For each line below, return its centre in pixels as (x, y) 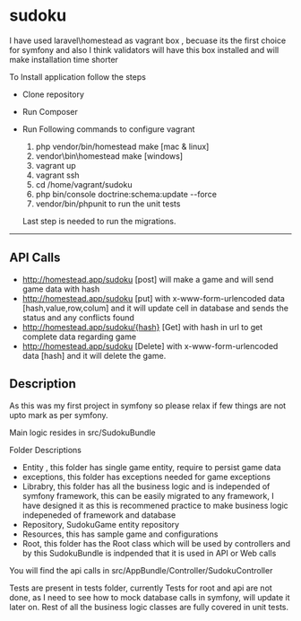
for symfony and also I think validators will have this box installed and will (144, 49)
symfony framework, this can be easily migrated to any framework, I (148, 495)
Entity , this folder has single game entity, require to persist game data (151, 467)
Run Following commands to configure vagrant (108, 129)
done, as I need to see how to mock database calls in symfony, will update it (150, 597)
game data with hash (61, 289)
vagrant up (56, 165)
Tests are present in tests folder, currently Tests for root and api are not (141, 588)
